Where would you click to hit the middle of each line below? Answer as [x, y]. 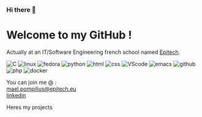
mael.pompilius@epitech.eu [41, 89]
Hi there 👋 [21, 10]
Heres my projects [30, 107]
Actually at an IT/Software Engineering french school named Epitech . [93, 52]
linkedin [16, 95]
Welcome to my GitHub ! [69, 35]
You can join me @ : [32, 82]
